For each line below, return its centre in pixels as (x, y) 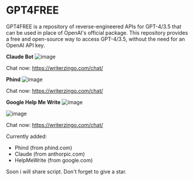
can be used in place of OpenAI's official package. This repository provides (97, 32)
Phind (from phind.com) (43, 148)
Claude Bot (20, 56)
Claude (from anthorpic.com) (50, 154)
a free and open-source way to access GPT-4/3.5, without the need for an (96, 39)
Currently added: (27, 136)
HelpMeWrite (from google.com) (54, 160)
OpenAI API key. (25, 45)
